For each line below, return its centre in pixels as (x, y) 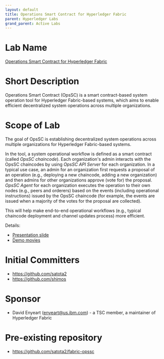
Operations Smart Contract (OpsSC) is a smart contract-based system (76, 95)
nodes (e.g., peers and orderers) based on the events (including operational (82, 191)
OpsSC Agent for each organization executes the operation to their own (78, 185)
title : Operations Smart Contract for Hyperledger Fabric (66, 14)
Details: (13, 225)
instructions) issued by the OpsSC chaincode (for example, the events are (80, 196)
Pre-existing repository (54, 338)
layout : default (22, 10)
